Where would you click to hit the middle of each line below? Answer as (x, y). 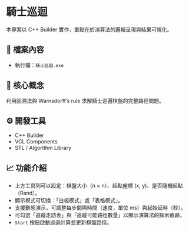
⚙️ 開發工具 (26, 121)
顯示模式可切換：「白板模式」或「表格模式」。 (69, 200)
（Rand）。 (27, 193)
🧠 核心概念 (25, 86)
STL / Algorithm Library (43, 148)
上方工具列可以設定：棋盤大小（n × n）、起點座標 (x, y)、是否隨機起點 (99, 186)
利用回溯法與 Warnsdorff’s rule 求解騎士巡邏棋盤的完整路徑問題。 (85, 101)
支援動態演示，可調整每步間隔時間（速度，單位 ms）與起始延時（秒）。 (100, 208)
